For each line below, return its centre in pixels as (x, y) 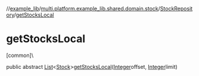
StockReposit (176, 9)
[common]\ (20, 55)
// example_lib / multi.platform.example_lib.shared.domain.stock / (83, 9)
